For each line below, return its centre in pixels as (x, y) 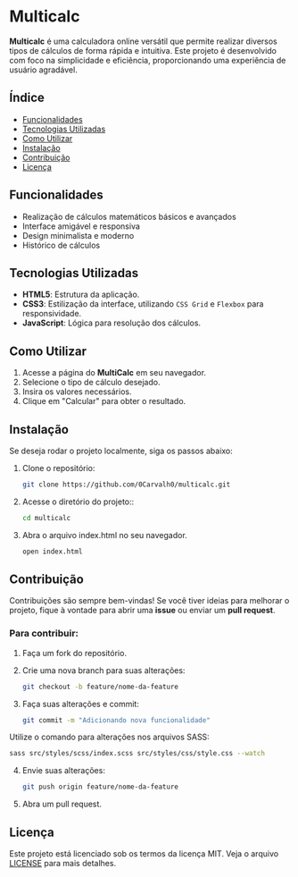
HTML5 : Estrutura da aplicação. (81, 295)
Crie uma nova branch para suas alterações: (103, 670)
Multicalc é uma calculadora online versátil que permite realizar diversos (144, 41)
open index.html (52, 552)
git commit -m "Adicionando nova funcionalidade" (116, 720)
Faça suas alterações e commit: (81, 704)
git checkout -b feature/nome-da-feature (100, 687)
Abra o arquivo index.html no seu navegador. (104, 535)
